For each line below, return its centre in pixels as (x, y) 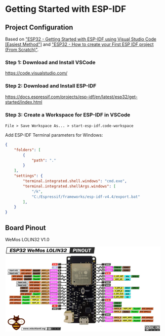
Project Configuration (39, 27)
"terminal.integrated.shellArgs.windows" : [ (69, 186)
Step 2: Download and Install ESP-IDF (51, 86)
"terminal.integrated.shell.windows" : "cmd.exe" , (75, 181)
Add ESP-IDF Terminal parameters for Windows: (54, 135)
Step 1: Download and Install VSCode (50, 62)
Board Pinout (25, 228)
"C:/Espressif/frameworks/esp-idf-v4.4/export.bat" (86, 197)
